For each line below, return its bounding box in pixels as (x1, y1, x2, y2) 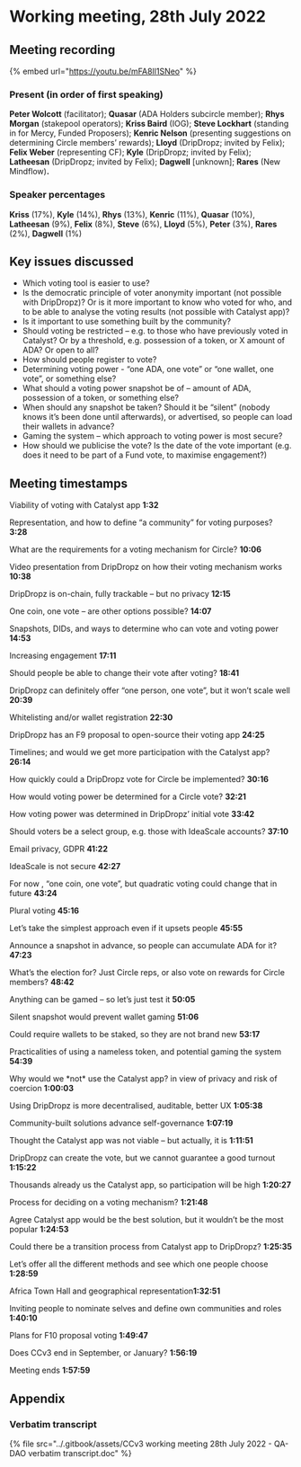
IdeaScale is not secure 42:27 (9, 861, 121, 872)
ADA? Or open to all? (22, 344, 99, 356)
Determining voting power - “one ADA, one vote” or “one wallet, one (22, 364, 274, 375)
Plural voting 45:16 (9, 905, 79, 916)
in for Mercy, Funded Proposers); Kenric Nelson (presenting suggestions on (9, 128, 292, 138)
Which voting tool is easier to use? (22, 278, 150, 289)
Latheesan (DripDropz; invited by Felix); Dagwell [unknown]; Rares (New (9, 156, 281, 167)
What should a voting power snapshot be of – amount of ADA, (22, 383, 252, 394)
